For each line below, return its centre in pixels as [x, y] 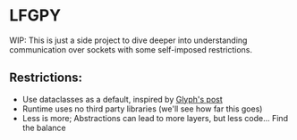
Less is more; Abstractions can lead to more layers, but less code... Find [155, 118]
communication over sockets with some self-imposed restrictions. [131, 49]
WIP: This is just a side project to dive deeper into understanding [128, 40]
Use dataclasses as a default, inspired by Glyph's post [123, 99]
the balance [44, 128]
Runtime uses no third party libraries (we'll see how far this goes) [142, 109]
